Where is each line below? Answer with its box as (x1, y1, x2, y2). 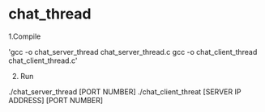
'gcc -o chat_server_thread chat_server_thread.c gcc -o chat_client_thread (8, 47, 258, 56)
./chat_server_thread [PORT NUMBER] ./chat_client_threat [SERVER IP (8, 86, 241, 97)
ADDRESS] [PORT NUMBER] (8, 95, 104, 105)
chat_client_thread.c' (8, 56, 78, 65)
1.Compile (8, 31, 41, 41)
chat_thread (8, 5, 92, 23)
